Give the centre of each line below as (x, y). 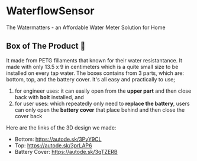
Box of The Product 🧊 (46, 46)
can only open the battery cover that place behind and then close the (100, 110)
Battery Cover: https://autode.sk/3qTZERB (66, 151)
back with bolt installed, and (49, 97)
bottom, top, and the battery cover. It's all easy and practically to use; (91, 79)
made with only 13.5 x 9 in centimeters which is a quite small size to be (92, 67)
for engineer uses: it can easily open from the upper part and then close (103, 91)
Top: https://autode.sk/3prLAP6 (53, 145)
